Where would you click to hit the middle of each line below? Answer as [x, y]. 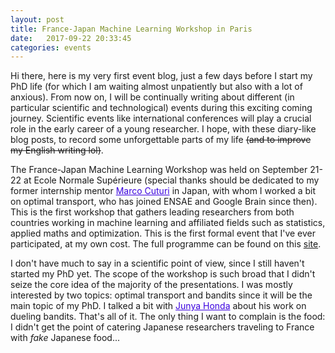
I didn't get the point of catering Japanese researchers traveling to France [162, 327]
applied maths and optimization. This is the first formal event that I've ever [163, 233]
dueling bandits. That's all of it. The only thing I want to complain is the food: [168, 317]
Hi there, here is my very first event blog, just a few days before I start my [161, 76]
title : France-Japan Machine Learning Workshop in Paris [131, 29]
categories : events [51, 47]
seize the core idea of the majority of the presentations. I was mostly [151, 285]
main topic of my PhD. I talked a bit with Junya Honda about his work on [158, 306]
